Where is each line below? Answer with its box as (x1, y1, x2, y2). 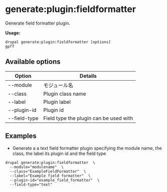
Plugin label (43, 98, 71, 105)
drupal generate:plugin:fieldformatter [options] (5, 39, 111, 45)
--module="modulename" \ (10, 164, 64, 169)
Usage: (5, 30, 21, 36)
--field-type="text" (10, 182, 53, 187)
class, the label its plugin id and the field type (12, 150, 106, 156)
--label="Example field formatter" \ (10, 173, 91, 178)
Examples (5, 132, 37, 140)
